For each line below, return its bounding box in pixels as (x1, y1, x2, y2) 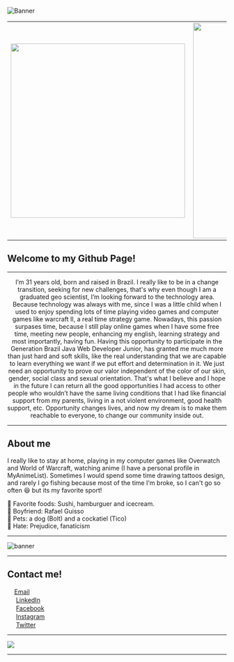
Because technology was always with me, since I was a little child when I (13, 300, 221, 308)
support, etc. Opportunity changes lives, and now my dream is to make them (7, 403, 227, 412)
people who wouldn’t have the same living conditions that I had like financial (8, 389, 226, 397)
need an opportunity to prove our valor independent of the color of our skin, (8, 367, 226, 375)
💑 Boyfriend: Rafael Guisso (7, 507, 84, 515)
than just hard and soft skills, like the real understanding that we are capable (8, 352, 226, 360)
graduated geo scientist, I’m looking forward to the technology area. (19, 293, 214, 301)
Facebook (15, 604, 45, 613)
